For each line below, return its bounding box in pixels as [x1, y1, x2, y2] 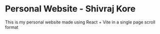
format [5, 24, 18, 30]
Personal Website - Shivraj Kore [5, 3, 136, 14]
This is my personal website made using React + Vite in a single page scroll [5, 19, 156, 25]
